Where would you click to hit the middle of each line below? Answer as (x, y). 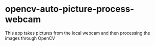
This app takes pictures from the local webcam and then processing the (78, 33)
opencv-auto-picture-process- (70, 9)
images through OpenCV (30, 38)
